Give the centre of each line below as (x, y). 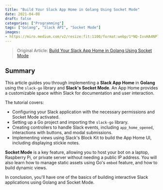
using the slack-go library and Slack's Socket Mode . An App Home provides (81, 87)
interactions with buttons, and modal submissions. (62, 132)
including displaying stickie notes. (46, 143)
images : (13, 32)
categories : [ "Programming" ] (34, 23)
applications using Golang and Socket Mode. (50, 182)
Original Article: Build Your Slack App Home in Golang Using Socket (84, 50)
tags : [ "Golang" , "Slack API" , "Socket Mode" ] (53, 28)
